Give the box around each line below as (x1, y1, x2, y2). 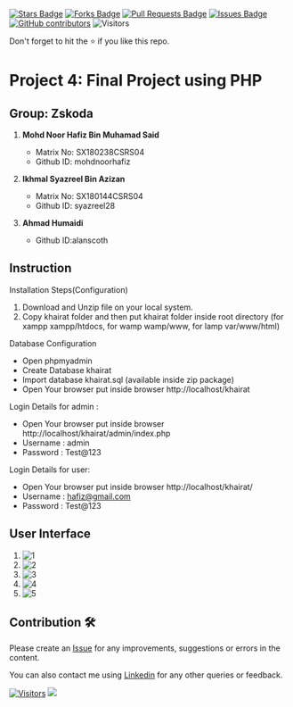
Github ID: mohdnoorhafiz (35, 156, 131, 167)
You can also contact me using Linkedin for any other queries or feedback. (9, 670, 283, 680)
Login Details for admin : (9, 401, 100, 412)
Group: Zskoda (9, 105, 94, 121)
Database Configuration (9, 337, 97, 348)
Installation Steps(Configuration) (9, 284, 129, 295)
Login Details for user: (9, 464, 91, 475)
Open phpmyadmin (21, 355, 94, 366)
